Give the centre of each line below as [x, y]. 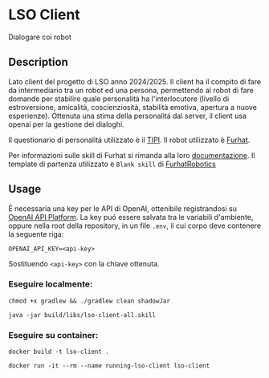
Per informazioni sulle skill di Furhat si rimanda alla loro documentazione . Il [132, 155]
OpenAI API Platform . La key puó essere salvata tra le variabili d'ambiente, [131, 217]
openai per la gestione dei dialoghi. [66, 124]
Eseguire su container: [53, 335]
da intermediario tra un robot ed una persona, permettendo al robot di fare [131, 90]
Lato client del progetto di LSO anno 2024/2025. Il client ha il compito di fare [135, 81]
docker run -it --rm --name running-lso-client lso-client [109, 366]
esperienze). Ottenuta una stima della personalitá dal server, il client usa [128, 116]
